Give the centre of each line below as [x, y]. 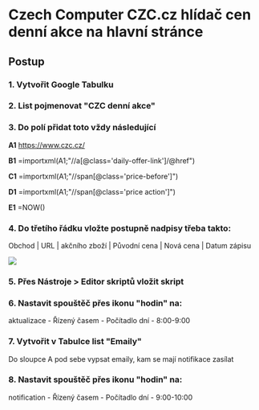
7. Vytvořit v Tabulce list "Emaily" [75, 342]
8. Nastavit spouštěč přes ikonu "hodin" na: [95, 379]
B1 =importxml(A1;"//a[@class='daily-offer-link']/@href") [102, 160]
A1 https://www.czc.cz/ [47, 145]
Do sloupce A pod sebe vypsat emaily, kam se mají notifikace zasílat [121, 359]
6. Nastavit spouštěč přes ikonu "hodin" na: [95, 303]
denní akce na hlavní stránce [106, 32]
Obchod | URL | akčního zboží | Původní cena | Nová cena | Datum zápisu [130, 246]
